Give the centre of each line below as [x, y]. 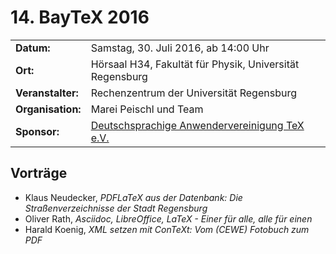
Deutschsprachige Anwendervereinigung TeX [197, 125]
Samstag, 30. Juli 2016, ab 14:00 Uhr [180, 48]
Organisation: [48, 109]
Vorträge [39, 173]
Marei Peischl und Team [147, 109]
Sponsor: [37, 131]
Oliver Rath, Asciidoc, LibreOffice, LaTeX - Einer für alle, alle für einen [168, 218]
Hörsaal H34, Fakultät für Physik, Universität [195, 64]
